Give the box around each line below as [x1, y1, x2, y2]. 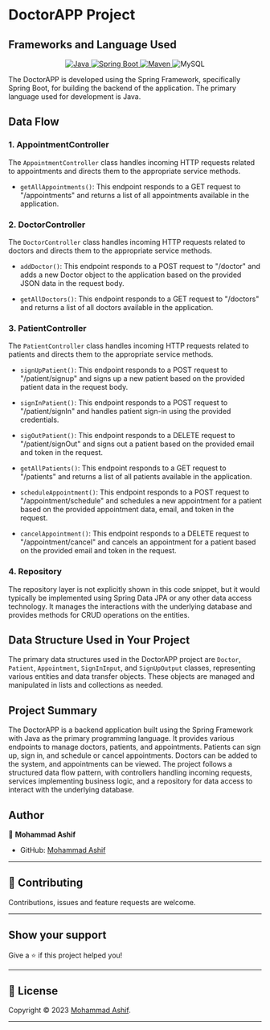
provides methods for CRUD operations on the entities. [8, 610, 190, 619]
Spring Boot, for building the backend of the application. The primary [8, 83, 237, 93]
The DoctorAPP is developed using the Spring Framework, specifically [8, 75, 241, 84]
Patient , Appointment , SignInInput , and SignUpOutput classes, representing [8, 663, 256, 673]
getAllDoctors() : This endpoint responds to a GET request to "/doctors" [19, 294, 260, 304]
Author [8, 808, 44, 822]
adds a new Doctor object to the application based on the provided [19, 270, 242, 279]
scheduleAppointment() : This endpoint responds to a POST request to [19, 487, 250, 497]
